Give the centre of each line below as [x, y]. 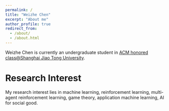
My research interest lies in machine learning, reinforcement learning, [78, 92]
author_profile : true [28, 24]
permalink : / [19, 10]
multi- [157, 92]
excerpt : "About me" [27, 19]
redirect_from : [21, 29]
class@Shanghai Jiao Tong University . [45, 58]
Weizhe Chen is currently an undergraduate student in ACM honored [77, 52]
